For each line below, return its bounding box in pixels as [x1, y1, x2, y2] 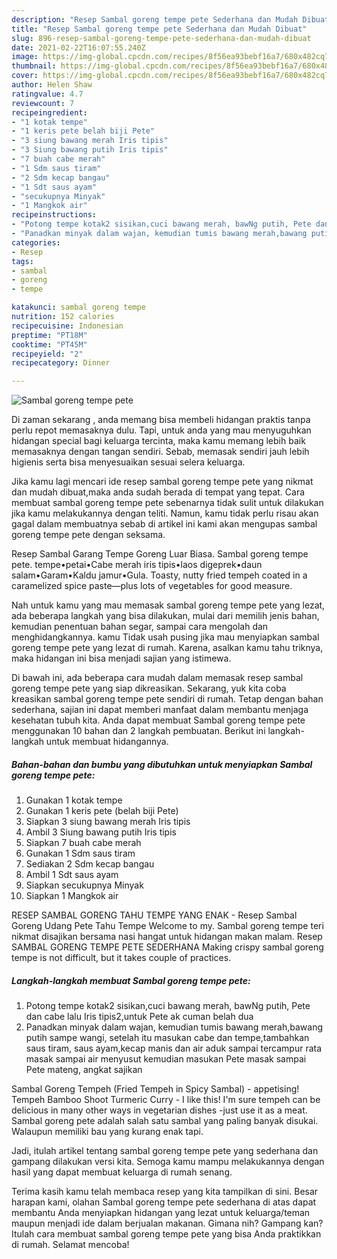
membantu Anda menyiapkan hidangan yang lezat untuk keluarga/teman [11, 1207, 311, 1219]
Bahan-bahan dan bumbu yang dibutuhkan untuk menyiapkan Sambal [11, 758, 313, 770]
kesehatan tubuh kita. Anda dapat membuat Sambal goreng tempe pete [11, 714, 306, 726]
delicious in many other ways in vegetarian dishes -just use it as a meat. [11, 1104, 308, 1116]
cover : [11, 71, 39, 81]
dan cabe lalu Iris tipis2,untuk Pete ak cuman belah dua [25, 1011, 254, 1023]
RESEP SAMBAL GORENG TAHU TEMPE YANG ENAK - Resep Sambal [11, 909, 298, 921]
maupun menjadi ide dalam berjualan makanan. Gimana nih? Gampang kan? [11, 1217, 324, 1230]
